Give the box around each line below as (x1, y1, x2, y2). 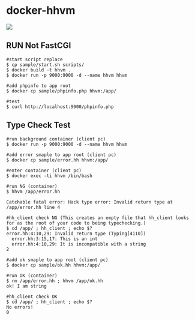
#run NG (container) (6, 183, 58, 189)
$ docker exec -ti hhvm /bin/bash (6, 172, 93, 179)
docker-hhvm (6, 4, 76, 17)
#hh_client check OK (6, 294, 58, 300)
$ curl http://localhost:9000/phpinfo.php (6, 103, 114, 110)
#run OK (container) (6, 273, 58, 279)
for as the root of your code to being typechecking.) (6, 220, 146, 226)
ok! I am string (6, 283, 47, 289)
